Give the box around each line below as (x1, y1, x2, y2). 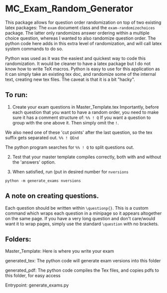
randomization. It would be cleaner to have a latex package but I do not (5, 60, 151, 66)
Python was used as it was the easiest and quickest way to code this (5, 55, 146, 61)
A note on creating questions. (5, 192, 99, 200)
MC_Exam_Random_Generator (5, 3, 133, 14)
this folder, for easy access (5, 273, 61, 279)
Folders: (5, 235, 31, 243)
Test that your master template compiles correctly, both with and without (12, 154, 162, 160)
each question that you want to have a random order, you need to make (12, 109, 159, 115)
